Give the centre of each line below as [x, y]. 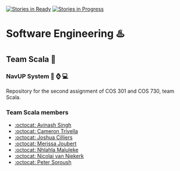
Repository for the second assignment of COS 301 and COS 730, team [90, 91]
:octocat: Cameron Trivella [46, 131]
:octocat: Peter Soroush [43, 162]
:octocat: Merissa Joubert [45, 144]
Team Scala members [37, 112]
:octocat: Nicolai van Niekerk [49, 156]
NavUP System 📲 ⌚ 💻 [37, 76]
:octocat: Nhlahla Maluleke [46, 150]
